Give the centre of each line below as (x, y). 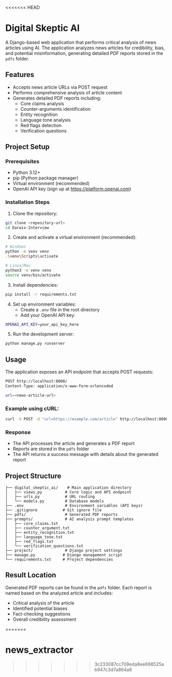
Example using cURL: (32, 408)
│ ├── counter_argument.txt (38, 528)
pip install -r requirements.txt (41, 294)
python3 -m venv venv (28, 270)
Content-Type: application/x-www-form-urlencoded (59, 386)
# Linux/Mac (18, 266)
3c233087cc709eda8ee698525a (129, 664)
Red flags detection (41, 125)
